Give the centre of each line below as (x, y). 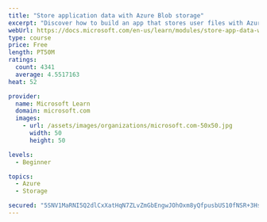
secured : (23, 206)
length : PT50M (32, 52)
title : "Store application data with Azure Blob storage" (106, 15)
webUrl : (21, 30)
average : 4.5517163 (48, 75)
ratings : (23, 60)
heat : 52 (23, 82)
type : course (30, 38)
